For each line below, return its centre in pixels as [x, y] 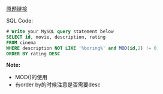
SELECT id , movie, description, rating [56, 37]
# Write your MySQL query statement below [60, 32]
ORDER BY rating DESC [33, 54]
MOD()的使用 [31, 77]
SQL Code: [19, 21]
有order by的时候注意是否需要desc [58, 84]
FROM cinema [21, 43]
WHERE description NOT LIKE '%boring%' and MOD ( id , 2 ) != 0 [81, 48]
